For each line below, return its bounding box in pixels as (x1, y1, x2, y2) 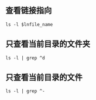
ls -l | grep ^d (5, 55, 45, 61)
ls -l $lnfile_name (5, 21, 53, 28)
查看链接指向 (5, 5, 52, 16)
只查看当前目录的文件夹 (5, 39, 90, 49)
